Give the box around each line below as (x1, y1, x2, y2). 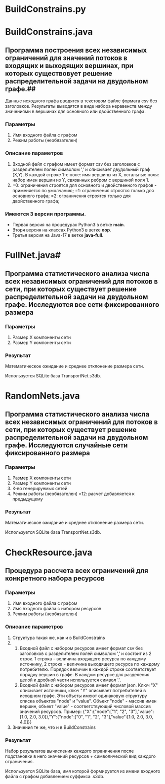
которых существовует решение (5, 69, 113, 77)
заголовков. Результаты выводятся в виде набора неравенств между (5, 103, 152, 109)
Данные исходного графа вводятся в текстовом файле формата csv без (5, 98, 157, 104)
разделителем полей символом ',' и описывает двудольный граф (12, 166, 150, 172)
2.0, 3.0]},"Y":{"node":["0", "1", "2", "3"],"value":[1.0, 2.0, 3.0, (29, 713, 153, 719)
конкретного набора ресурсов (5, 574, 105, 582)
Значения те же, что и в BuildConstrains (12, 724, 96, 730)
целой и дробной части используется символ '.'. (19, 677, 122, 683)
